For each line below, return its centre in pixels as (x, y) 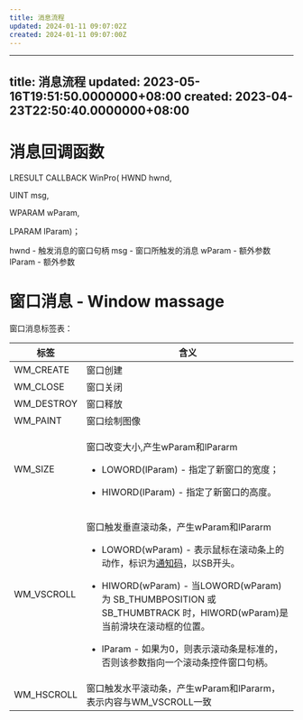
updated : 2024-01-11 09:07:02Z (68, 26)
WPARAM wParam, (45, 212)
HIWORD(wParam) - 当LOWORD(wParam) (192, 586)
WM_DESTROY (46, 403)
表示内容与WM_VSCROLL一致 (149, 702)
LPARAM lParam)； (45, 231)
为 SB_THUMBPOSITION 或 (159, 599)
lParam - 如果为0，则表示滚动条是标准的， (193, 649)
